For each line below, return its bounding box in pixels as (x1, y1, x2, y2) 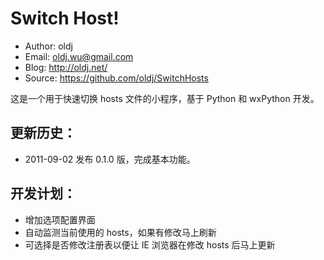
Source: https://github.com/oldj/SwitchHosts (24, 72, 209, 84)
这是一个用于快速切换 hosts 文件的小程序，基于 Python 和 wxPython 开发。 (10, 92, 320, 104)
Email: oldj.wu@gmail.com (24, 50, 134, 62)
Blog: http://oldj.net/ (24, 61, 108, 73)
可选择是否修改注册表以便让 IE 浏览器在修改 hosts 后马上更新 (24, 238, 276, 251)
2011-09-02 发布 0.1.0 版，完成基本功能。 (24, 153, 196, 165)
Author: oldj (24, 40, 73, 52)
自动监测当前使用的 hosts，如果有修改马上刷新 (24, 226, 217, 238)
